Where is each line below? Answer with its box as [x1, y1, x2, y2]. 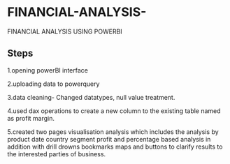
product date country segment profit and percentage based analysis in [7, 135, 211, 143]
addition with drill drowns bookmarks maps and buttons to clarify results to [7, 142, 223, 151]
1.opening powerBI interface [7, 66, 89, 74]
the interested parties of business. [7, 149, 106, 158]
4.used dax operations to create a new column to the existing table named [7, 106, 222, 115]
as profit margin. [7, 114, 55, 122]
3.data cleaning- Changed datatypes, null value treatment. [7, 93, 175, 101]
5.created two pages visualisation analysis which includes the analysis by [7, 127, 219, 136]
